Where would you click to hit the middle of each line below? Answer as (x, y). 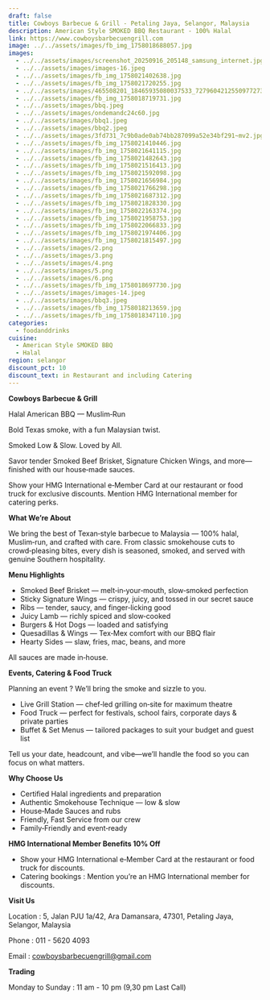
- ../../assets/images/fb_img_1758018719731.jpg (98, 98)
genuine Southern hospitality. (57, 559)
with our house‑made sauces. (86, 469)
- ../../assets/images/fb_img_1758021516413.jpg (98, 166)
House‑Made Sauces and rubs (70, 811)
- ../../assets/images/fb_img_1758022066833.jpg (98, 226)
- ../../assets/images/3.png (64, 255)
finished (22, 469)
